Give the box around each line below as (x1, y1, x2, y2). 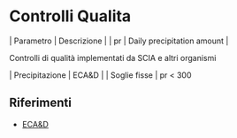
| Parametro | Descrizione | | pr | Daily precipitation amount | (9, 35, 229, 46)
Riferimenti (9, 96, 73, 111)
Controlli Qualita (9, 6, 132, 27)
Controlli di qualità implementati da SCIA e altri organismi (9, 52, 217, 63)
